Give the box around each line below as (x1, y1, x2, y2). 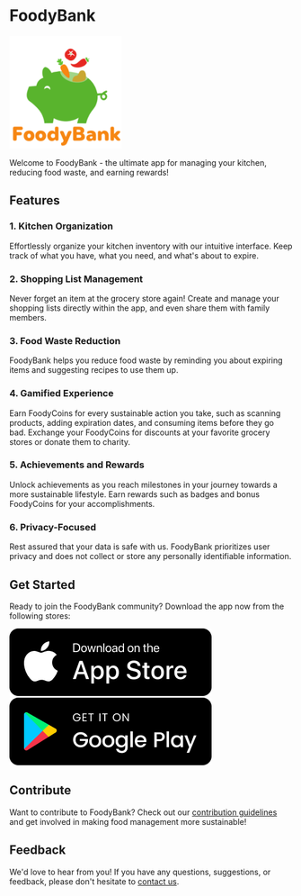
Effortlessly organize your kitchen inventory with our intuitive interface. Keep (9, 240, 293, 251)
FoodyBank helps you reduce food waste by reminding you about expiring (9, 355, 283, 366)
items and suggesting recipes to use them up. (9, 365, 179, 376)
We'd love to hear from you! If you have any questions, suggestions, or (9, 866, 271, 877)
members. (9, 312, 48, 322)
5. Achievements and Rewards (9, 458, 146, 471)
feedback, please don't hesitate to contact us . (9, 875, 180, 887)
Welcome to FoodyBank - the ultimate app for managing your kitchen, (9, 157, 268, 167)
